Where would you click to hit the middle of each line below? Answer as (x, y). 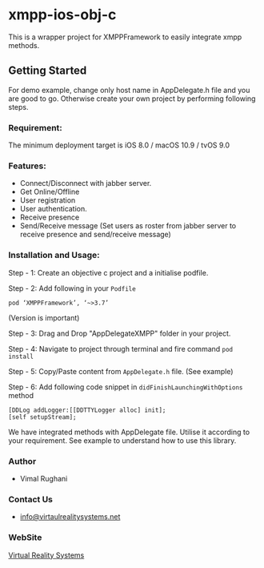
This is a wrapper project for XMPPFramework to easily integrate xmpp (125, 37)
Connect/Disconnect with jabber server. (86, 183)
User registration (48, 200)
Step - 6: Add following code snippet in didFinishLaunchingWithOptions (126, 387)
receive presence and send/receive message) (96, 235)
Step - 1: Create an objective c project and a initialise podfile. (108, 272)
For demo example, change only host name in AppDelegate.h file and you (129, 90)
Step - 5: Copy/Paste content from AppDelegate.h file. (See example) (121, 371)
